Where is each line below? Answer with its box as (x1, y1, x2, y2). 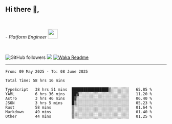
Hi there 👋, (5, 5, 39, 14)
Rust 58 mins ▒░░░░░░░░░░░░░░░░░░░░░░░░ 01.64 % (5, 105, 153, 110)
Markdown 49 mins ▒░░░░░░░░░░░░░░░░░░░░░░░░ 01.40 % (5, 109, 153, 114)
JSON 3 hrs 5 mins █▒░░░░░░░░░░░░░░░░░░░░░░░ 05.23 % (5, 100, 153, 106)
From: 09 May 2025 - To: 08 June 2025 (5, 69, 88, 74)
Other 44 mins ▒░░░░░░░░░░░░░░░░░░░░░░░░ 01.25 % (5, 114, 153, 119)
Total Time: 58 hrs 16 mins (5, 78, 66, 83)
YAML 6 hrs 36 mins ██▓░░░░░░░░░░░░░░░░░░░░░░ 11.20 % (5, 91, 153, 96)
